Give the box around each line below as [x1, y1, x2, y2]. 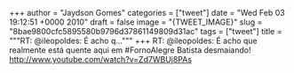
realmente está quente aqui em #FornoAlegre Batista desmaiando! [9, 45, 251, 55]
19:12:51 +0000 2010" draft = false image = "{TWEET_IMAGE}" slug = [9, 17, 263, 27]
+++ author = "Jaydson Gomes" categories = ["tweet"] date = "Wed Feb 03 [9, 8, 286, 18]
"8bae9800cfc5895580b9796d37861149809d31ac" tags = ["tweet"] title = [9, 26, 282, 36]
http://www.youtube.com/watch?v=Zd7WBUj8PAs [9, 55, 193, 64]
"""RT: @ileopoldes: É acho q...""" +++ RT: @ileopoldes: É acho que [9, 35, 258, 46]
